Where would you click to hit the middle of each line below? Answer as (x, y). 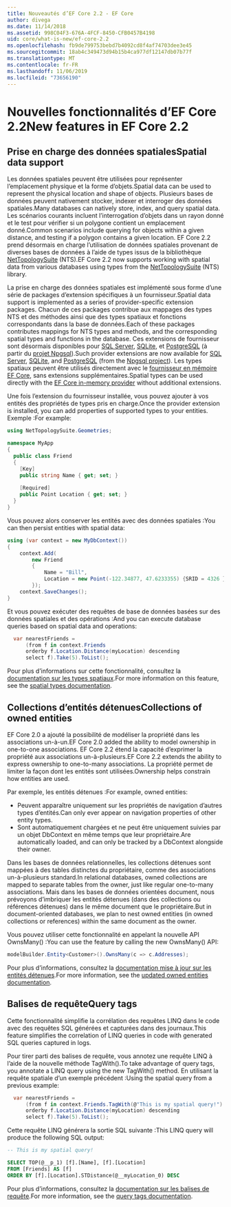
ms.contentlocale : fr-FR (43, 65)
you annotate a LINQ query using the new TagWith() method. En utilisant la (113, 1071)
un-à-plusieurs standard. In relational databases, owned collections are (107, 877)
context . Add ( (38, 553)
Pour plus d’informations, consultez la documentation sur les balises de (108, 1188)
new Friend (47, 560)
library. (17, 274)
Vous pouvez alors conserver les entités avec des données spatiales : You (111, 520)
